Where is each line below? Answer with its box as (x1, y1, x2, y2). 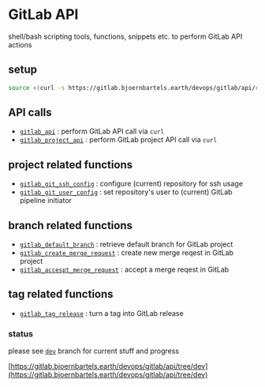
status (8, 328, 34, 339)
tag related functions (8, 287, 114, 301)
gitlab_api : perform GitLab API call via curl (19, 126, 164, 136)
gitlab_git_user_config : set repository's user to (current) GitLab (19, 187, 233, 197)
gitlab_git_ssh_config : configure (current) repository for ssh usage (19, 179, 243, 189)
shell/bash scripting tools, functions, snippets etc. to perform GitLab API (8, 32, 243, 41)
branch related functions (8, 219, 132, 232)
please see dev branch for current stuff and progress (8, 346, 180, 356)
